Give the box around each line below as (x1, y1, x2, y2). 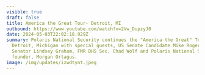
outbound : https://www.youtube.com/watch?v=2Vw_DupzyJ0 (6, 25, 151, 32)
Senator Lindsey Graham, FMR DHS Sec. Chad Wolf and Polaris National (12, 48, 195, 54)
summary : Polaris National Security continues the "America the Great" (6, 37, 192, 43)
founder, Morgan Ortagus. (12, 54, 78, 60)
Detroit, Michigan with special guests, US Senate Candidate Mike (12, 43, 184, 49)
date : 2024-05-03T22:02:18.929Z (6, 31, 88, 37)
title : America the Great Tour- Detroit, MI (6, 20, 121, 26)
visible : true (6, 8, 43, 15)
